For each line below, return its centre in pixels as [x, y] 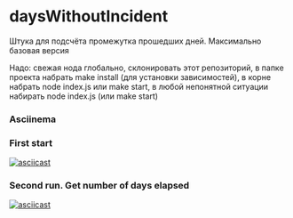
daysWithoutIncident [89, 16]
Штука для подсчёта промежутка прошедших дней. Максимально [135, 41]
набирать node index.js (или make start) [83, 96]
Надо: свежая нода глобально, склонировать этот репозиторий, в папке [146, 68]
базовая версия [39, 50]
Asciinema [33, 119]
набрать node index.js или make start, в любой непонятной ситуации [139, 86]
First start [31, 142]
